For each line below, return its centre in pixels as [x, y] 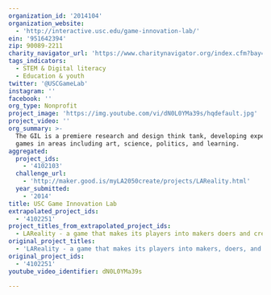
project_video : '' [39, 121]
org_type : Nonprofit [43, 106]
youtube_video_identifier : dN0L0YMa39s [75, 272]
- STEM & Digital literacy [61, 69]
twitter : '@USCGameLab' [48, 83]
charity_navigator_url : [48, 53]
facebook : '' [30, 99]
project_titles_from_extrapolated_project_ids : [90, 226]
